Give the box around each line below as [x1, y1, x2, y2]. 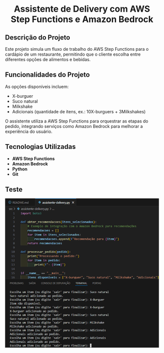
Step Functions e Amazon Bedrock [10, 14, 154, 25]
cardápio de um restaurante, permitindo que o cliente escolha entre [5, 51, 141, 57]
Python [12, 166, 28, 172]
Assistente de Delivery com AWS [14, 3, 150, 15]
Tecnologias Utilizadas [5, 143, 76, 151]
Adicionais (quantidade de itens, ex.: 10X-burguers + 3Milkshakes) [12, 108, 146, 114]
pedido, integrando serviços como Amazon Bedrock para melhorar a [5, 123, 143, 129]
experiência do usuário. [5, 128, 53, 134]
